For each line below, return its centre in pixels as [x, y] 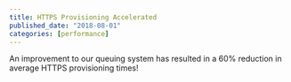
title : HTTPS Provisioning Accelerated [83, 17]
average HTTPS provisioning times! [74, 68]
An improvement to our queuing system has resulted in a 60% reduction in [145, 59]
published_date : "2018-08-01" [65, 26]
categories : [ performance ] [59, 34]
